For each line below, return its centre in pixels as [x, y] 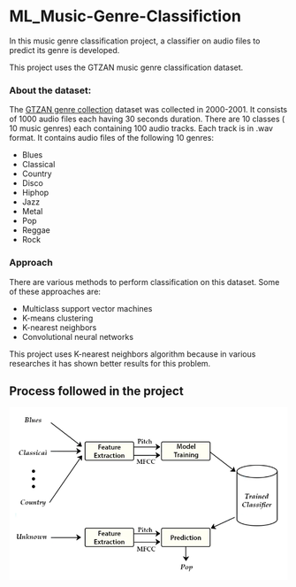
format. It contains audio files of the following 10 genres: [112, 138]
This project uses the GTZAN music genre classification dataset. [126, 67]
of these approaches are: [55, 291]
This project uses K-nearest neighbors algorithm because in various [133, 354]
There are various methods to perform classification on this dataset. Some [144, 282]
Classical [38, 165]
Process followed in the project [96, 391]
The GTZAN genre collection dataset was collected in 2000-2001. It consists [148, 110]
